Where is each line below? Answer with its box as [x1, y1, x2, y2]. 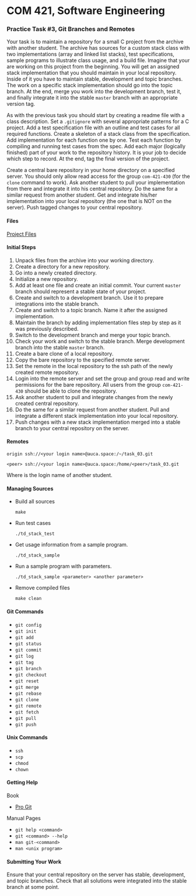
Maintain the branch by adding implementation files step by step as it [15, 319, 181, 326]
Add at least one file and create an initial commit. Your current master [15, 281, 181, 289]
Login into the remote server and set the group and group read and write [15, 375, 190, 382]
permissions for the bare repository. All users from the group [15, 381, 161, 388]
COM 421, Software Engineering [6, 4, 165, 18]
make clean [15, 596, 42, 602]
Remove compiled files [15, 584, 71, 592]
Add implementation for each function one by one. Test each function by [6, 136, 181, 144]
